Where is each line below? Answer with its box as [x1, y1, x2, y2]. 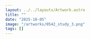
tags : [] [5, 26, 24, 31]
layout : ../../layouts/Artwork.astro [5, 7, 85, 13]
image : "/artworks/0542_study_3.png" [5, 21, 85, 27]
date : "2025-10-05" [5, 17, 47, 22]
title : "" [5, 12, 26, 17]
